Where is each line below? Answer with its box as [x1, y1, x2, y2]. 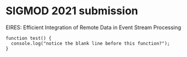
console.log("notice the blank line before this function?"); [11, 40, 170, 46]
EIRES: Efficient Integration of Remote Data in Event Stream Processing [5, 24, 182, 31]
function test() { [5, 35, 52, 41]
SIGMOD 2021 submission [5, 4, 139, 18]
